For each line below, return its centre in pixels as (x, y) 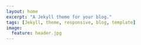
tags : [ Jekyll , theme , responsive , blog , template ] (71, 22)
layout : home (22, 11)
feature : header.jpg (37, 33)
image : (14, 28)
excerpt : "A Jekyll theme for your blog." (59, 17)
